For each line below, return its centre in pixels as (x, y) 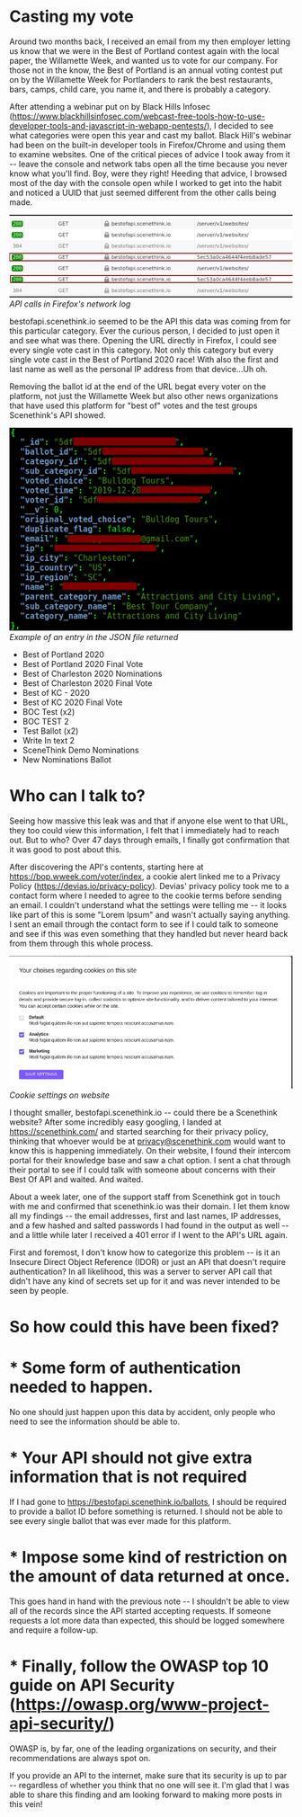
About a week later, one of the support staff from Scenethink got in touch (145, 1197)
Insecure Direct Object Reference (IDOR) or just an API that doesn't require (147, 1261)
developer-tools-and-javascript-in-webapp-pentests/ (108, 125)
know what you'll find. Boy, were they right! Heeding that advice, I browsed (148, 174)
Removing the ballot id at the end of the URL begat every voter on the (138, 386)
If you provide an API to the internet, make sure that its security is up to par (148, 1775)
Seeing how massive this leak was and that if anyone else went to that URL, (149, 821)
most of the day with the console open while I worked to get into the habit (146, 183)
